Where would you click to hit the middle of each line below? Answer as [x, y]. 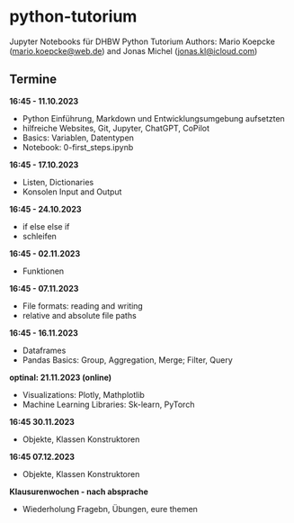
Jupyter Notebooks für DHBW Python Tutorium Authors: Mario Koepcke [143, 41]
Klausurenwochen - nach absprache [79, 491]
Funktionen [43, 271]
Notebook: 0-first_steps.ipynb [78, 147]
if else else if [46, 226]
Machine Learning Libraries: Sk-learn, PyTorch [108, 404]
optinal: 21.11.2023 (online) [61, 377]
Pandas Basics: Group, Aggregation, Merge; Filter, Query [128, 360]
